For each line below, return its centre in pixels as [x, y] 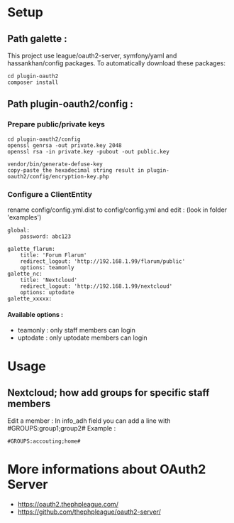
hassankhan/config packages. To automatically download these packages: [116, 63]
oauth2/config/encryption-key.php [58, 176]
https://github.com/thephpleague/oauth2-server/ [89, 512]
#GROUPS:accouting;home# [44, 441]
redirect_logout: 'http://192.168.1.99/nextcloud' [96, 286]
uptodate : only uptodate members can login [82, 338]
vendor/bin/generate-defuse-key [55, 164]
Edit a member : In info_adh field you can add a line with [89, 421]
